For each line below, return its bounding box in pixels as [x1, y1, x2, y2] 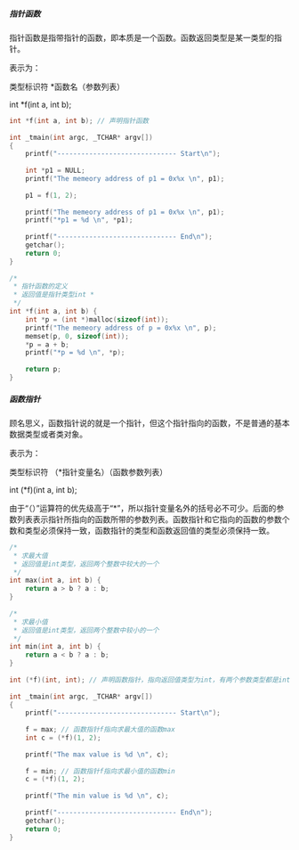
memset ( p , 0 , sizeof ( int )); [25, 331, 129, 340]
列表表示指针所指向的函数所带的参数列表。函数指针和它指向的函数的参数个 [16, 513, 290, 525]
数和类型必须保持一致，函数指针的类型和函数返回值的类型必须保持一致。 [9, 525, 274, 535]
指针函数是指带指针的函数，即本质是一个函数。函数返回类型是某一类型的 [9, 32, 274, 43]
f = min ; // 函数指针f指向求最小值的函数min [25, 766, 175, 775]
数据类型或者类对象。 [9, 429, 87, 439]
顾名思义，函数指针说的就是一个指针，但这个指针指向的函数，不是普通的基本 [9, 417, 290, 428]
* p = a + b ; [25, 339, 69, 349]
